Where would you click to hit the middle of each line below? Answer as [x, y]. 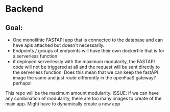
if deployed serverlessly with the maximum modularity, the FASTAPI [84, 61]
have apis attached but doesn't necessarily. [58, 45]
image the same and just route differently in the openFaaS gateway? [84, 78]
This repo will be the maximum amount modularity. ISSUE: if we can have [82, 93]
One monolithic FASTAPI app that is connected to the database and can [88, 40]
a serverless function [35, 56]
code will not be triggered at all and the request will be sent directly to [86, 67]
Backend [24, 9]
